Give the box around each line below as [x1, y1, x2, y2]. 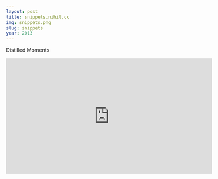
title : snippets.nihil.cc [6, 14, 69, 20]
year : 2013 [6, 31, 33, 36]
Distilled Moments [6, 46, 50, 53]
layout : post [6, 8, 38, 15]
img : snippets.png [6, 19, 51, 25]
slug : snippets [6, 25, 43, 31]
